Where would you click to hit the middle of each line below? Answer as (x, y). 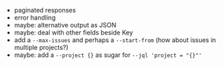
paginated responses (45, 10)
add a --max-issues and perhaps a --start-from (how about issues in (115, 40)
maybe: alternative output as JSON (65, 25)
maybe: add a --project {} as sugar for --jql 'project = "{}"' (108, 55)
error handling (35, 18)
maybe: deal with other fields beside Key (73, 32)
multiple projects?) (41, 47)
